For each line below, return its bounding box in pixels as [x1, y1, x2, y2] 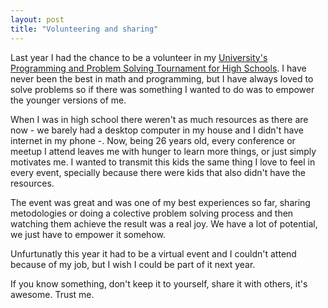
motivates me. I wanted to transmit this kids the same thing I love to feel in [10, 156, 316, 168]
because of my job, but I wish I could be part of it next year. [10, 258, 256, 270]
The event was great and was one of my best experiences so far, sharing [10, 196, 311, 208]
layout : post [10, 14, 65, 25]
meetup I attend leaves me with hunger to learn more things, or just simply [10, 145, 317, 157]
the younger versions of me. [10, 94, 127, 106]
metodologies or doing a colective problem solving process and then [10, 207, 294, 219]
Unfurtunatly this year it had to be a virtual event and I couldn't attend [10, 247, 297, 260]
